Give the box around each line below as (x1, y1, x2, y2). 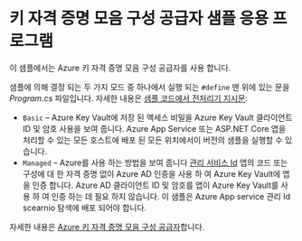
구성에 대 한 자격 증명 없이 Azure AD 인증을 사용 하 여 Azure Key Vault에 (22, 168, 281, 179)
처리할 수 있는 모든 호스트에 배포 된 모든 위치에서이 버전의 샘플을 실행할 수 (22, 134, 283, 145)
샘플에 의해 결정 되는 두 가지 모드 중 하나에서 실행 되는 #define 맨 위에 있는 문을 (9, 81, 290, 92)
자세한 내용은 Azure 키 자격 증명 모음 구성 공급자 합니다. (9, 221, 205, 232)
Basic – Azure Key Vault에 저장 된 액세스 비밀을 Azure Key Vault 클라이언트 (22, 112, 293, 123)
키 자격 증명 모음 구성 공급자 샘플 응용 (9, 8, 269, 29)
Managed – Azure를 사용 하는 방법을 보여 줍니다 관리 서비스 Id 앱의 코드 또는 (22, 157, 288, 168)
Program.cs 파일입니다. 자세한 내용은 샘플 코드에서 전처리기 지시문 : (9, 92, 249, 104)
